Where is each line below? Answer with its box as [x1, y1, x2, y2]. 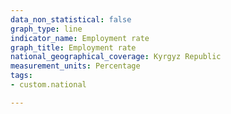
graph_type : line [10, 24, 83, 34]
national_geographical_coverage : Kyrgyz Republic [10, 52, 222, 62]
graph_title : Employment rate [10, 42, 137, 53]
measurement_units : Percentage [10, 61, 141, 71]
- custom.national [10, 80, 87, 90]
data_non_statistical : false [10, 14, 132, 25]
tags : [10, 71, 33, 81]
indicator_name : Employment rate [10, 33, 150, 43]
